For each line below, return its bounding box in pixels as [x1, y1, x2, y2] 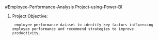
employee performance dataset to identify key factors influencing [14, 22, 154, 27]
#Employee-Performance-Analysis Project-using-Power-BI [5, 4, 123, 10]
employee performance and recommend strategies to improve [12, 27, 134, 31]
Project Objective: [12, 13, 48, 19]
